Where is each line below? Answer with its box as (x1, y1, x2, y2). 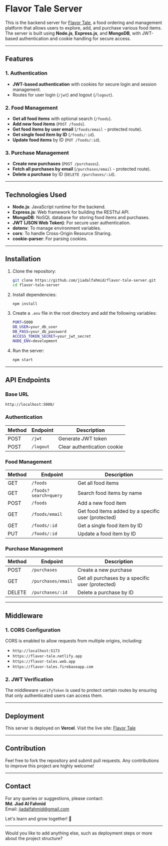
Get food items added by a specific (77, 508, 160, 514)
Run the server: (12, 347, 44, 353)
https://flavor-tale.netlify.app (12, 653, 82, 658)
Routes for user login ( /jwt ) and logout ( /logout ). (12, 92, 113, 98)
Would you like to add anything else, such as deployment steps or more (5, 830, 152, 836)
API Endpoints (5, 376, 50, 384)
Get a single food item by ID (77, 522, 142, 529)
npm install (12, 301, 37, 306)
